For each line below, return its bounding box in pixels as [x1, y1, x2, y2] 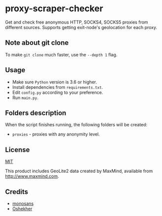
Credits [5, 188, 29, 196]
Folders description [5, 108, 66, 117]
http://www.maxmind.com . [5, 173, 59, 179]
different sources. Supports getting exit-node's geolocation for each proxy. [5, 24, 158, 30]
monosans [12, 201, 34, 206]
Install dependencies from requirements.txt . [12, 84, 103, 90]
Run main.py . [12, 94, 38, 101]
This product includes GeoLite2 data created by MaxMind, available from [5, 168, 153, 174]
